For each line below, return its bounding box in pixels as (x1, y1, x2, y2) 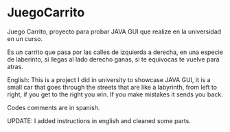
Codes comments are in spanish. (7, 103, 100, 111)
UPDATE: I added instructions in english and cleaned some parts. (7, 116, 191, 124)
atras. (7, 62, 23, 70)
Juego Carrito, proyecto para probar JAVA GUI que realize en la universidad (7, 27, 222, 36)
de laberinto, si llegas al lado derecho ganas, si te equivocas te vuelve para (7, 55, 220, 63)
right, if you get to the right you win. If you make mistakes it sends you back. (7, 90, 223, 98)
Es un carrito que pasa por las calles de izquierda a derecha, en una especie (7, 48, 223, 56)
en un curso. (7, 34, 43, 42)
